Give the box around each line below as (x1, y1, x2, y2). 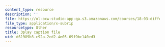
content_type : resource (5, 7, 54, 12)
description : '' (5, 12, 38, 17)
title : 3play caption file (5, 30, 60, 35)
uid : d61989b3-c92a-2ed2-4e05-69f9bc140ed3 (5, 35, 96, 40)
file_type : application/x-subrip (5, 21, 74, 26)
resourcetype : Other (5, 25, 48, 30)
